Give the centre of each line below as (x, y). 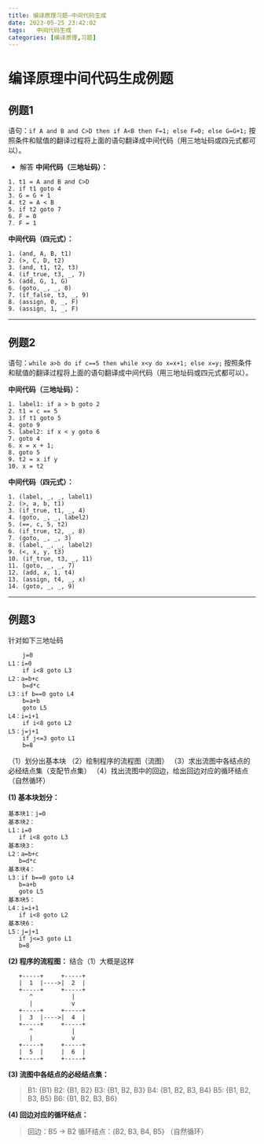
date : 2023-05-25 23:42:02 (52, 23)
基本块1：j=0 (27, 813)
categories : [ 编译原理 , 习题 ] (52, 37)
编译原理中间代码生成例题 (91, 79)
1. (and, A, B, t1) (40, 254)
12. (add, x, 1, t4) (42, 573)
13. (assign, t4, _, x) (47, 579)
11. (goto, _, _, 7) (42, 566)
